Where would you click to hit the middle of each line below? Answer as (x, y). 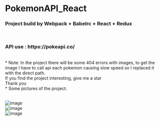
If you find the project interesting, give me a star (53, 78)
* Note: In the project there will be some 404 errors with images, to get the (80, 62)
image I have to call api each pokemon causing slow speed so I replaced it (80, 68)
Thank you (16, 83)
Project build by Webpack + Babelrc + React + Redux (69, 24)
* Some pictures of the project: (36, 88)
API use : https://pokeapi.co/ (40, 47)
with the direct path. (25, 73)
